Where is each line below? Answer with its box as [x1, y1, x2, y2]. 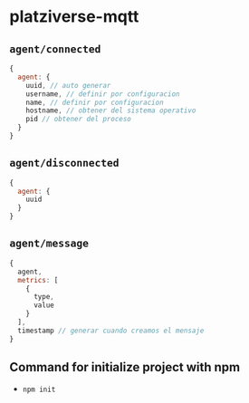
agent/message [9, 237, 89, 250]
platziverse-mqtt [9, 6, 139, 27]
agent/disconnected [9, 157, 120, 169]
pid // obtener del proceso [25, 115, 131, 124]
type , [33, 293, 54, 302]
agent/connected [9, 43, 101, 55]
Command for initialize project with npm [9, 360, 241, 375]
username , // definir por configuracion [25, 89, 180, 99]
